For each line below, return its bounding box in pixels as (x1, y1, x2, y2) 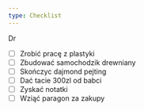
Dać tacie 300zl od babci (19, 75, 102, 85)
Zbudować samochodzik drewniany (19, 57, 136, 67)
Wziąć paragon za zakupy (19, 93, 105, 103)
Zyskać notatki (19, 84, 69, 94)
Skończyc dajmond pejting (19, 67, 107, 76)
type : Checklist (8, 11, 62, 20)
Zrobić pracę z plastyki (19, 48, 95, 58)
